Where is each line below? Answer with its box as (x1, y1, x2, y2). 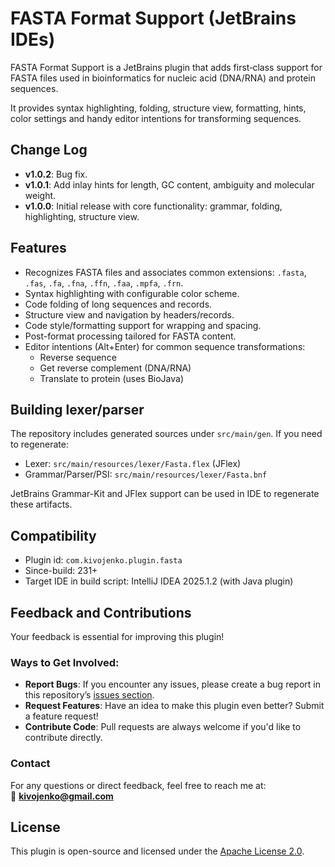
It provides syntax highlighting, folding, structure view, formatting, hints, (10, 102, 307, 114)
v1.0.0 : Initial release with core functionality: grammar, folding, (24, 200, 283, 212)
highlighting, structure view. (24, 210, 140, 222)
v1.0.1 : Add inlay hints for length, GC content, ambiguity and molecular (24, 178, 315, 191)
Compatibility (10, 527, 97, 544)
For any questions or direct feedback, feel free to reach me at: (10, 779, 267, 791)
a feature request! (24, 710, 99, 722)
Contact (10, 757, 51, 771)
